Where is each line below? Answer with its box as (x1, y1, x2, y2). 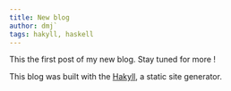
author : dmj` (9, 21, 58, 30)
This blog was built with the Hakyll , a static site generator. (9, 71, 222, 82)
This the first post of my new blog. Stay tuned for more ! (9, 54, 217, 65)
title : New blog (9, 12, 70, 22)
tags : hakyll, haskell (9, 29, 94, 38)
